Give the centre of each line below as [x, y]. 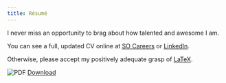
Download [42, 72]
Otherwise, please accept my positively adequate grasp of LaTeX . [100, 59]
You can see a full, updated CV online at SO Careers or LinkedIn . [99, 46]
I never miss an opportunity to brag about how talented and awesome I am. [113, 33]
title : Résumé [27, 13]
